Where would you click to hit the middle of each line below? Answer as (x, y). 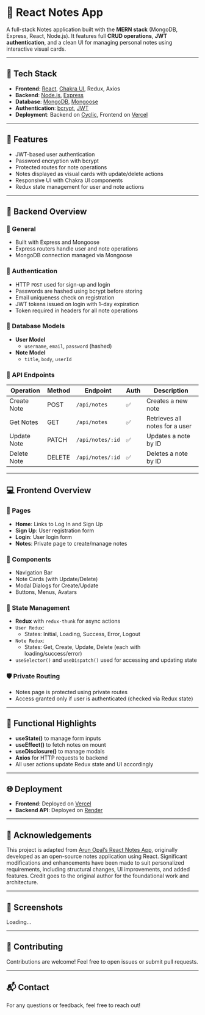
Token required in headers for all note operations (77, 310)
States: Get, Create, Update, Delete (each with (82, 647)
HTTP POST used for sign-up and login (63, 284)
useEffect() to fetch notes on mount (61, 744)
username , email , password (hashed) (68, 346)
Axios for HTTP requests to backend (61, 758)
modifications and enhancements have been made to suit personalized (95, 863)
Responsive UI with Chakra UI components (69, 180)
